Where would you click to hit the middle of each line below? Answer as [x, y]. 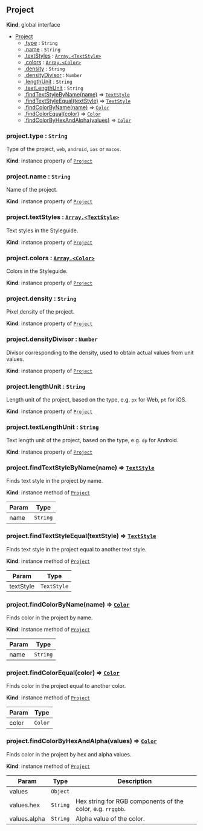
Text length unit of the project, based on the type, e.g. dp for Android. [92, 440]
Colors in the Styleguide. [37, 271]
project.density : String [41, 298]
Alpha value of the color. [110, 818]
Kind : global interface [33, 24]
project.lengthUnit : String [46, 386]
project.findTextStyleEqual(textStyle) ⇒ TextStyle [81, 536]
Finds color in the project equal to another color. [66, 686]
